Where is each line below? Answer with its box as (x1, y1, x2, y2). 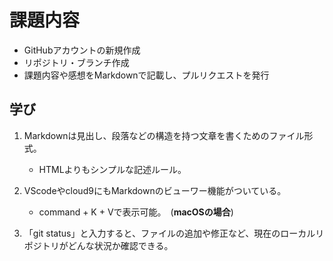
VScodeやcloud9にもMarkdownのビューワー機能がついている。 (23, 184, 287, 196)
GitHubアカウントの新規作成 (23, 44, 141, 56)
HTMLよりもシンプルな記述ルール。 (38, 163, 187, 175)
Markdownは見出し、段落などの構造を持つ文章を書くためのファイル (23, 129, 305, 141)
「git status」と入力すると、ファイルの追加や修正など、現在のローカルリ (23, 227, 325, 239)
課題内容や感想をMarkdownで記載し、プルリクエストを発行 (23, 69, 270, 81)
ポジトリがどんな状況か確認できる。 (23, 239, 174, 251)
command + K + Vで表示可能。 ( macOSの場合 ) (38, 206, 234, 218)
